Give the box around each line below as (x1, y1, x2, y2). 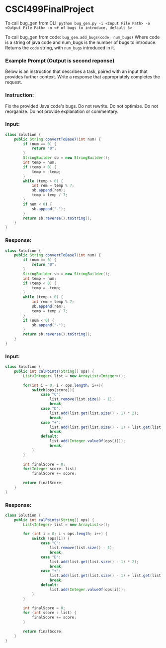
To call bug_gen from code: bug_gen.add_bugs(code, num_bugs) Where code (5, 34, 160, 40)
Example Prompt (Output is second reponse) (5, 57, 115, 64)
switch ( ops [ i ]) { (31, 536, 70, 541)
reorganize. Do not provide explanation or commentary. (5, 108, 118, 114)
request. (5, 79, 22, 85)
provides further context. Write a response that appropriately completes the (5, 74, 160, 80)
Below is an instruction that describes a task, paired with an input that (5, 68, 148, 74)
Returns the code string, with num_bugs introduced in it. (5, 44, 115, 50)
